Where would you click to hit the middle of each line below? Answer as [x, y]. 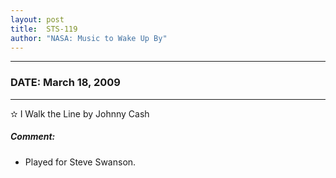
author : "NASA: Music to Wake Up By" [89, 38]
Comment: [33, 137]
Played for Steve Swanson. [80, 162]
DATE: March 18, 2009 [65, 83]
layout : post [37, 19]
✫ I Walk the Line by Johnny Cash [80, 113]
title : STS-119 [44, 29]
